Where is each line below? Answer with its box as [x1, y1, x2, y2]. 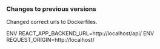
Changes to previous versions [6, 5, 97, 13]
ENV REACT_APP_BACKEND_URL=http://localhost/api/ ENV [6, 30, 155, 37]
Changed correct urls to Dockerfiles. [6, 19, 98, 26]
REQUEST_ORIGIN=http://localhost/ [6, 36, 95, 44]
